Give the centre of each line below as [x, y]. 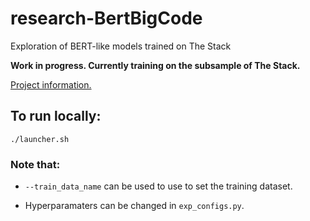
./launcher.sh [40, 139]
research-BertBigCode [106, 18]
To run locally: [56, 116]
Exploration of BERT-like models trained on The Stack [121, 46]
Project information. [51, 84]
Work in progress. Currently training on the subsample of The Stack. [155, 65]
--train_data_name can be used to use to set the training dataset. [158, 186]
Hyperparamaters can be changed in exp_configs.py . [134, 206]
